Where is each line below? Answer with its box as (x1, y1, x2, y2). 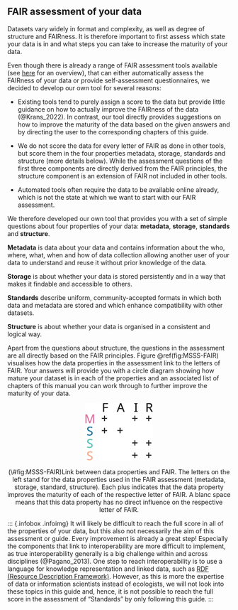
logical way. (7, 330, 42, 338)
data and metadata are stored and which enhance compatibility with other (7, 301, 223, 309)
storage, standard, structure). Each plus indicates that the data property (13, 483, 225, 491)
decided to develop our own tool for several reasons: (7, 83, 161, 92)
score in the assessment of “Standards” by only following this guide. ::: (7, 595, 214, 604)
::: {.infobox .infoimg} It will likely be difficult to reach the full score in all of (7, 519, 224, 528)
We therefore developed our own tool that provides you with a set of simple (7, 214, 227, 223)
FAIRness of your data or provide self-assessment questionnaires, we (7, 76, 210, 85)
